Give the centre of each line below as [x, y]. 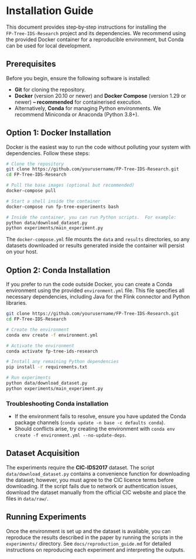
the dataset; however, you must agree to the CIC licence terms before [90, 480]
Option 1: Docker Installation [59, 133]
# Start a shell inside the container [53, 201]
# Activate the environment [40, 346]
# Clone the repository [35, 164]
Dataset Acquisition [43, 453]
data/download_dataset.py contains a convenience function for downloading [98, 474]
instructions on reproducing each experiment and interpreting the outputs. [96, 550]
